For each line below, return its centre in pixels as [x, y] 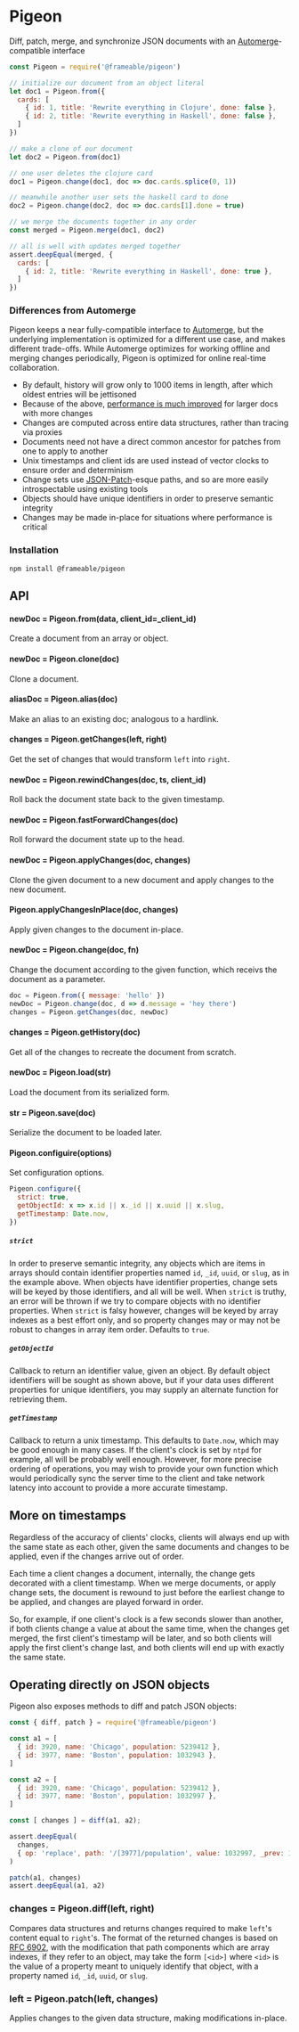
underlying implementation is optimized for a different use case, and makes [148, 340]
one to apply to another [65, 451]
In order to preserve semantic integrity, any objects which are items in [137, 1263]
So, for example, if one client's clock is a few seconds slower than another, [146, 1618]
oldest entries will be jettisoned [79, 395]
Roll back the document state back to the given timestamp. [117, 799]
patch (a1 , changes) [45, 1878]
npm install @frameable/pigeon [67, 569]
